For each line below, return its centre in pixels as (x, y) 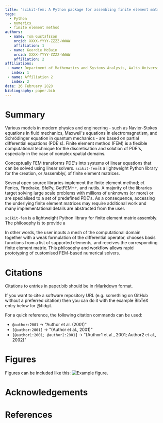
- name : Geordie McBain (33, 50)
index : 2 (20, 81)
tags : (10, 14)
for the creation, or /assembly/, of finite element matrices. (63, 173)
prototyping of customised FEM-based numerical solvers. (63, 253)
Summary (25, 115)
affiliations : (19, 63)
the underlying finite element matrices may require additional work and (76, 204)
